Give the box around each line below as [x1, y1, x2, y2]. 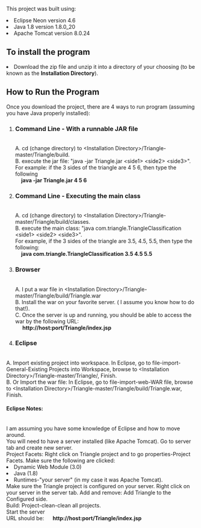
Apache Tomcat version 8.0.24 [14, 30, 90, 37]
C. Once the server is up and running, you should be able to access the [14, 311, 192, 319]
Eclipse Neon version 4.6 [14, 17, 76, 24]
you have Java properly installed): [6, 109, 90, 116]
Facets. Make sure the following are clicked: [6, 457, 116, 464]
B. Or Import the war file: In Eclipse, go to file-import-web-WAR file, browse [6, 378, 194, 386]
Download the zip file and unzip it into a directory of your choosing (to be [14, 63, 196, 70]
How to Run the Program [6, 87, 100, 97]
